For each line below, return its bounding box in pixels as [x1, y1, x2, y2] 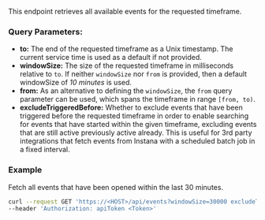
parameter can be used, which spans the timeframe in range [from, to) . [19, 95, 256, 104]
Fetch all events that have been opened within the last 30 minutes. [8, 182, 223, 192]
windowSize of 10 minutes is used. [19, 78, 132, 88]
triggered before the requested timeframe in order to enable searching [19, 111, 249, 121]
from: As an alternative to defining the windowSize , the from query [19, 86, 233, 95]
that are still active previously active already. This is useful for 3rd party [19, 128, 252, 137]
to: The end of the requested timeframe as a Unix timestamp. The [19, 44, 233, 54]
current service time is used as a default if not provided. [19, 53, 203, 62]
